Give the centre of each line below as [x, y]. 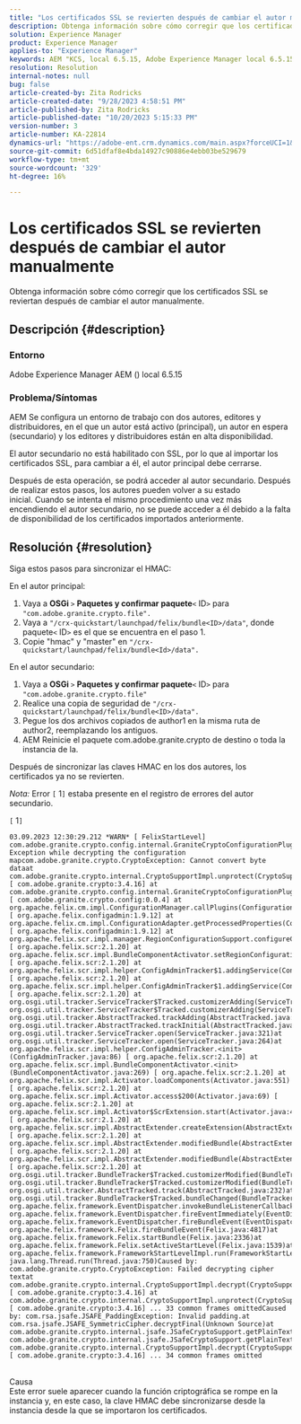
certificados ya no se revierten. [67, 776]
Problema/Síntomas [53, 398]
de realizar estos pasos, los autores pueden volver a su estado [125, 490]
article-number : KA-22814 [57, 135]
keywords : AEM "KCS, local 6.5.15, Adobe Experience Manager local [138, 59]
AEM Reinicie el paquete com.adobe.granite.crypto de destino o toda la [154, 739]
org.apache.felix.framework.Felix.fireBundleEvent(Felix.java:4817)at [144, 1230]
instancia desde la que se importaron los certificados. [108, 1410]
